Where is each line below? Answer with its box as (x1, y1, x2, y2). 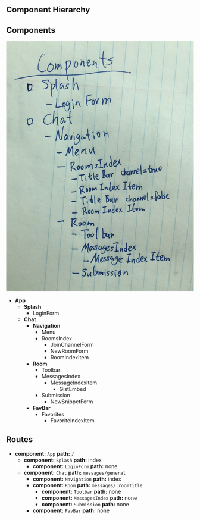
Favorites (41, 411, 64, 418)
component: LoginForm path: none (32, 463, 118, 470)
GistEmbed (59, 386, 86, 393)
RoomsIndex (41, 335, 73, 342)
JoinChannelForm (50, 342, 94, 349)
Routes (6, 434, 33, 444)
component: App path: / (14, 450, 74, 458)
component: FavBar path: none (32, 507, 110, 514)
